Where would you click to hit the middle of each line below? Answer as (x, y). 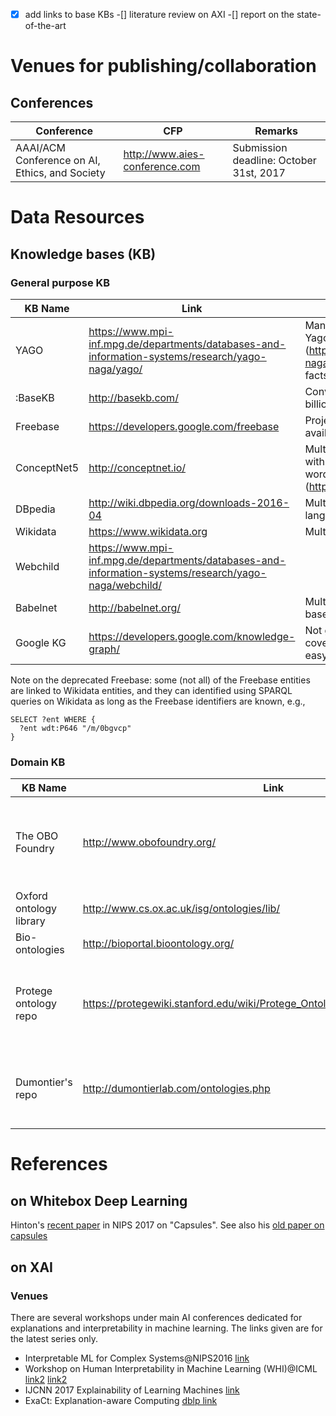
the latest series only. (54, 1338)
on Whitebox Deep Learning (99, 1200)
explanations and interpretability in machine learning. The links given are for (166, 1328)
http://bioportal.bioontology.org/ (158, 944)
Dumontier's (44, 1082)
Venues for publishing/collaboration (163, 66)
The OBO (37, 836)
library (30, 921)
